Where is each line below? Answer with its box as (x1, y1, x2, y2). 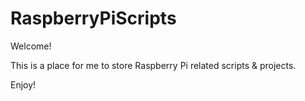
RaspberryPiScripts (10, 7, 177, 30)
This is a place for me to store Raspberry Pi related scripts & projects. (10, 59, 297, 71)
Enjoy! (10, 78, 37, 91)
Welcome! (10, 40, 52, 52)
